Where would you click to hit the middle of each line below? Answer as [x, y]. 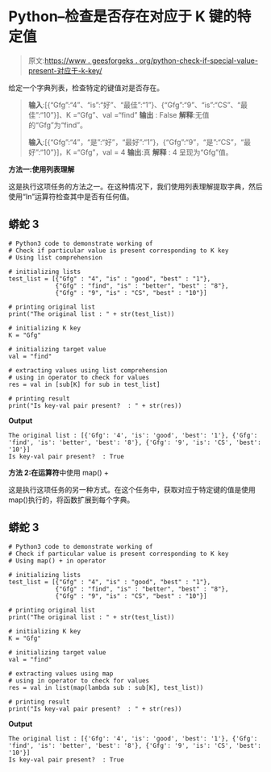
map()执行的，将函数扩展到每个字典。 [71, 500]
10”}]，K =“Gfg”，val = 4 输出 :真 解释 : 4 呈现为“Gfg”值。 [138, 152]
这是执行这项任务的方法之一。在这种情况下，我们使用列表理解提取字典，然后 [135, 186]
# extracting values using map [61, 674]
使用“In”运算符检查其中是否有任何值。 [71, 196]
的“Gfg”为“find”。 [57, 125]
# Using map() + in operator [57, 561]
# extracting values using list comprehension [88, 370]
